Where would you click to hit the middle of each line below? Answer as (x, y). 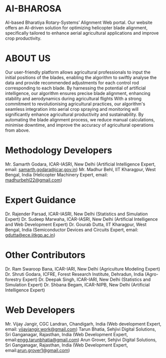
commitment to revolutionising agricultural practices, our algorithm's (75, 104)
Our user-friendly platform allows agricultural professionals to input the (78, 72)
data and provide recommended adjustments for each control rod (72, 83)
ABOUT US (28, 58)
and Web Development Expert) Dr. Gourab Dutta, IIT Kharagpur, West (76, 224)
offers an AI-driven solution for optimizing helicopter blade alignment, (77, 27)
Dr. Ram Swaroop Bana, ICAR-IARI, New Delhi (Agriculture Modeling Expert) (83, 268)
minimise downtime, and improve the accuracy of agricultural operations (79, 125)
